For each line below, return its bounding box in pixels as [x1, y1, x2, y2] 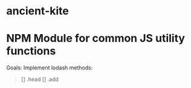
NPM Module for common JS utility [6, 32, 186, 45]
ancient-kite [6, 4, 70, 18]
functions [6, 44, 56, 58]
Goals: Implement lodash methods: [6, 64, 93, 71]
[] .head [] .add [21, 76, 59, 83]
